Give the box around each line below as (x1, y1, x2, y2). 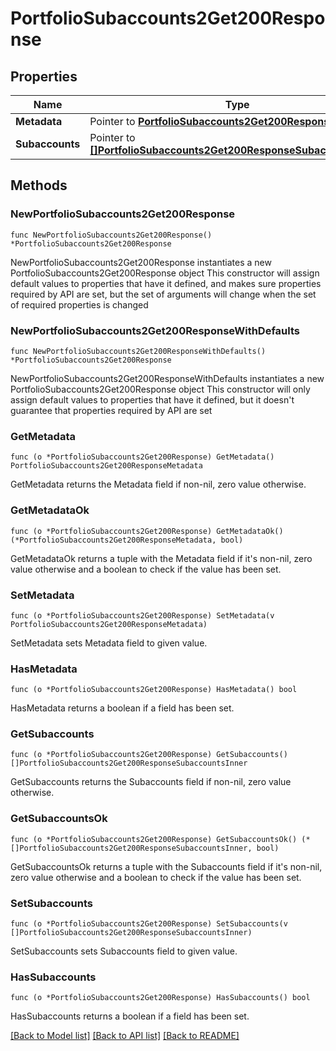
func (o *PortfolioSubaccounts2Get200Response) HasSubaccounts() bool (10, 993, 311, 1003)
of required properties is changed (10, 298, 149, 311)
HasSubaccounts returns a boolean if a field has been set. (10, 1010, 250, 1022)
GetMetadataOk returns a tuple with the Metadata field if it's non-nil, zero (10, 552, 313, 564)
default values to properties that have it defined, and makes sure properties (10, 277, 322, 289)
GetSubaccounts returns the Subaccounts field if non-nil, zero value (10, 776, 292, 788)
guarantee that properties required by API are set (10, 404, 213, 416)
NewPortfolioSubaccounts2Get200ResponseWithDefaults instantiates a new (10, 372, 325, 384)
